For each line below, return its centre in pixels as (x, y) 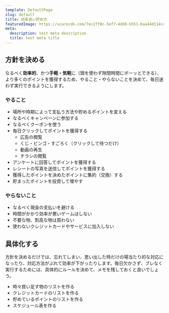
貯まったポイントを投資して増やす (48, 181)
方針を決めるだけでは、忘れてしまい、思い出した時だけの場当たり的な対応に (84, 257)
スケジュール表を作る (34, 305)
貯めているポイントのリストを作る (48, 299)
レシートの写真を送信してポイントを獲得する (59, 168)
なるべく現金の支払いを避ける (43, 207)
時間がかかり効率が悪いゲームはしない (52, 214)
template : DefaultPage (29, 10)
